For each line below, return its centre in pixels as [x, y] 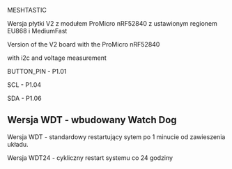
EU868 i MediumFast [37, 31]
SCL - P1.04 [24, 85]
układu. [18, 144]
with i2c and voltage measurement [57, 58]
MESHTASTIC [27, 10]
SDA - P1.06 [24, 98]
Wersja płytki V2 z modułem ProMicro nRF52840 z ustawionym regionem [112, 23]
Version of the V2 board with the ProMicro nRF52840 [84, 44]
